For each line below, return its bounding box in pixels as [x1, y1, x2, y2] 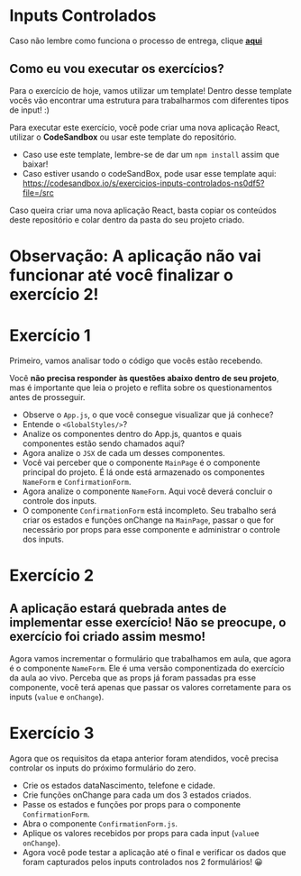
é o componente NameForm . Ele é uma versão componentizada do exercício [9, 662, 286, 673]
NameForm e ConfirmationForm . [22, 476, 132, 487]
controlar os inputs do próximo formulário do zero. [9, 762, 196, 773]
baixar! [22, 159, 49, 169]
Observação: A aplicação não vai [9, 245, 261, 266]
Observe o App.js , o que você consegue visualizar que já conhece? [22, 409, 274, 420]
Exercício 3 [9, 723, 95, 744]
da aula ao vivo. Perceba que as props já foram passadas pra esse [9, 672, 257, 683]
